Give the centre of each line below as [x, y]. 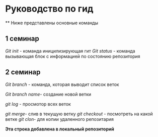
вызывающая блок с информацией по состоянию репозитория [73, 56]
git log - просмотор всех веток [38, 104]
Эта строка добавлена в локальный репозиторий [60, 129]
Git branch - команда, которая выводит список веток [62, 84]
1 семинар [22, 39]
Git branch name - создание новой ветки [48, 94]
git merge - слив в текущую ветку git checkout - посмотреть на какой [79, 114]
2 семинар [23, 72]
